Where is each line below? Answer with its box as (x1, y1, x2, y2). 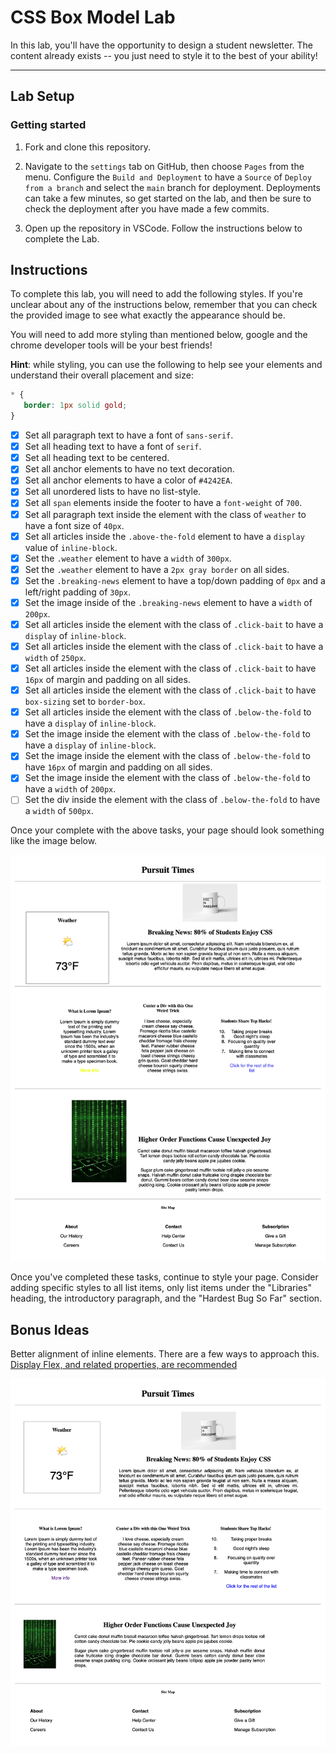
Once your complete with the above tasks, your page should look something (10, 824, 325, 836)
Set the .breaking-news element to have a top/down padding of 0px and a (24, 574, 326, 586)
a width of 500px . (24, 805, 94, 817)
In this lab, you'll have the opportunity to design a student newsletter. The (10, 39, 313, 51)
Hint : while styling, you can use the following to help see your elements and (10, 359, 323, 371)
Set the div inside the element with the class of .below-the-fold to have (24, 794, 321, 806)
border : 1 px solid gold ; (23, 401, 128, 411)
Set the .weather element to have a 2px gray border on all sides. (24, 563, 290, 575)
